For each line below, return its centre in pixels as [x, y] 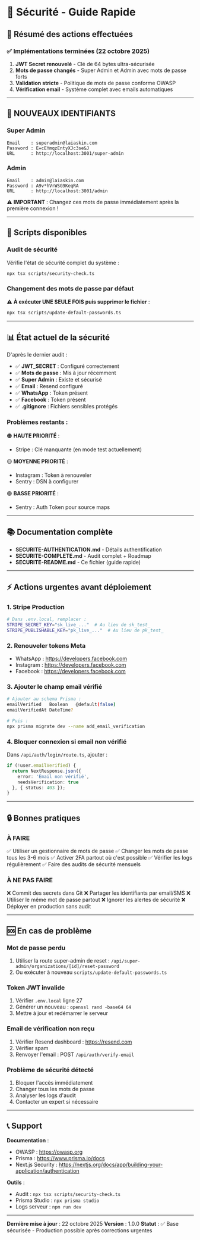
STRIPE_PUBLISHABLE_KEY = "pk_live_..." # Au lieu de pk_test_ [85, 630]
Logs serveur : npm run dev [48, 1206]
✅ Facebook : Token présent [50, 400]
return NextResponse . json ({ [47, 771]
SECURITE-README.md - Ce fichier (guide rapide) [78, 562]
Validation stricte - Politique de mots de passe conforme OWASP [96, 83]
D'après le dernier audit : [37, 355]
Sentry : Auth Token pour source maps [63, 507]
